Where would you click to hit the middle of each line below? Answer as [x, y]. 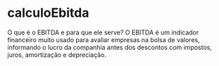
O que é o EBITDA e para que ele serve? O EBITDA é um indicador [103, 32]
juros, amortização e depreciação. [57, 55]
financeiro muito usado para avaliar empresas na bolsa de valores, [104, 39]
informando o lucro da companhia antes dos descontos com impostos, [110, 47]
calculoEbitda [48, 13]
